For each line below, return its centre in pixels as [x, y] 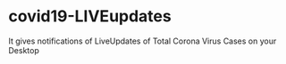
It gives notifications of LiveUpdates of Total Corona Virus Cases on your [143, 41]
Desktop [24, 50]
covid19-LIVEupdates [90, 16]
